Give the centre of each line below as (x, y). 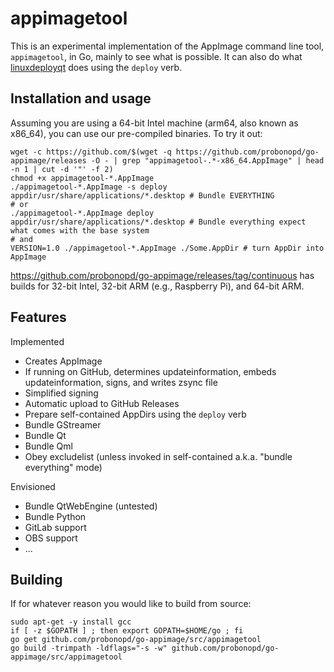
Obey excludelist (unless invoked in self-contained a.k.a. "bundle (158, 456)
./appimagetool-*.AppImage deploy (82, 213)
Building (36, 579)
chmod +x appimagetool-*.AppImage (82, 178)
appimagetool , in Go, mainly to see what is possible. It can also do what (156, 56)
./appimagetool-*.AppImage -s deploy (89, 187)
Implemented (37, 341)
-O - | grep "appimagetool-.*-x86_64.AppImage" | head (207, 160)
